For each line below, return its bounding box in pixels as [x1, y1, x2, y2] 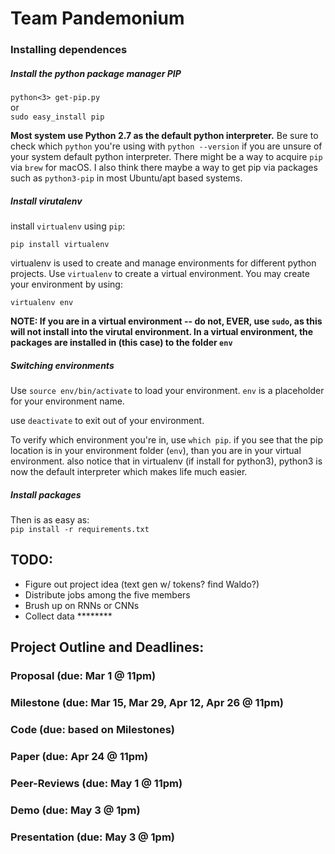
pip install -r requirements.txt [10, 524, 150, 534]
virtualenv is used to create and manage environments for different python [10, 257, 317, 269]
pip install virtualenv [10, 240, 110, 250]
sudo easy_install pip [10, 112, 105, 122]
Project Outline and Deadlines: [10, 639, 205, 656]
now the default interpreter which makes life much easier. [10, 466, 248, 478]
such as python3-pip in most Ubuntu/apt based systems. [10, 172, 243, 184]
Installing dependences [10, 43, 128, 57]
